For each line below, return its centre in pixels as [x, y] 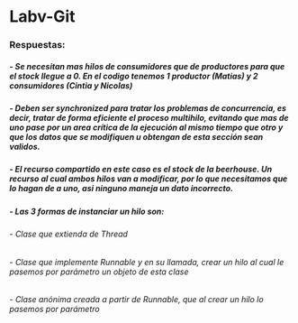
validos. [25, 147]
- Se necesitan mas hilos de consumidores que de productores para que [147, 66]
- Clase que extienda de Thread [69, 234]
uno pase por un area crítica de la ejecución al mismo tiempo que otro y [146, 127]
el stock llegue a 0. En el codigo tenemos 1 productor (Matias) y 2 [134, 76]
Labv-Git [42, 17]
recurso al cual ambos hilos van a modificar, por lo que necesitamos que [149, 179]
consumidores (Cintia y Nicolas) [71, 85]
